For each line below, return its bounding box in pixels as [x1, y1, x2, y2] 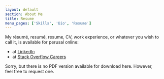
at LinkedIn [12, 49, 35, 55]
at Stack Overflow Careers [12, 54, 66, 60]
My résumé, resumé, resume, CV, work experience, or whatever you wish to [5, 34, 159, 40]
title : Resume [5, 16, 34, 21]
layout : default [5, 7, 38, 12]
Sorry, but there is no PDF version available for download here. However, [5, 63, 153, 69]
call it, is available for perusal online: [5, 39, 79, 45]
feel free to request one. [5, 69, 54, 75]
